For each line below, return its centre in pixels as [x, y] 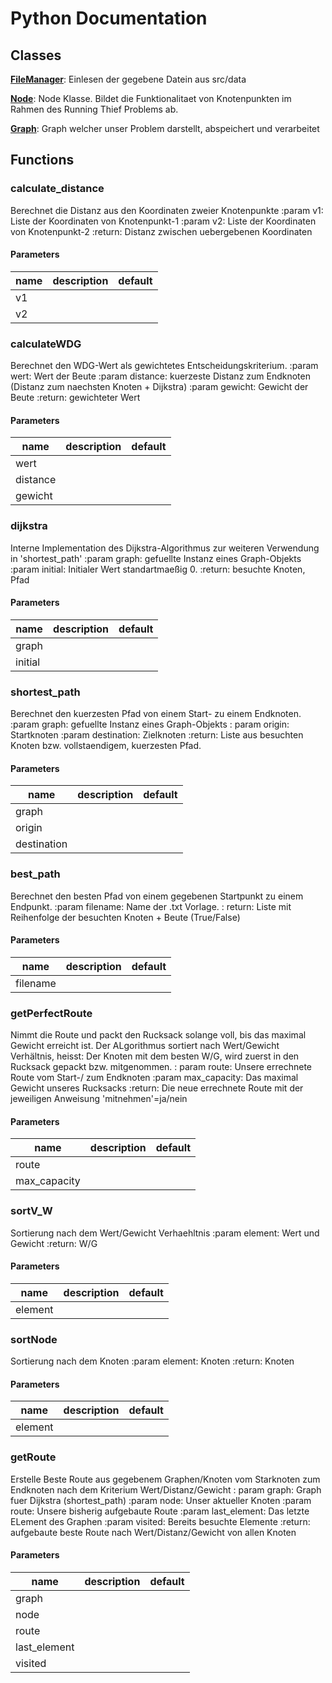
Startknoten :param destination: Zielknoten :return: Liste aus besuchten [157, 735]
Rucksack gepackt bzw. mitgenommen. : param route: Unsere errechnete [161, 1067]
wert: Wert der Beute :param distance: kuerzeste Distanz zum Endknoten [160, 376]
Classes [36, 55]
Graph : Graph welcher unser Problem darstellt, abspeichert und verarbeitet [165, 128]
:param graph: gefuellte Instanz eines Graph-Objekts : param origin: [150, 724]
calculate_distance [57, 189]
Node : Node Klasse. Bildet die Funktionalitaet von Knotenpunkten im [151, 98]
